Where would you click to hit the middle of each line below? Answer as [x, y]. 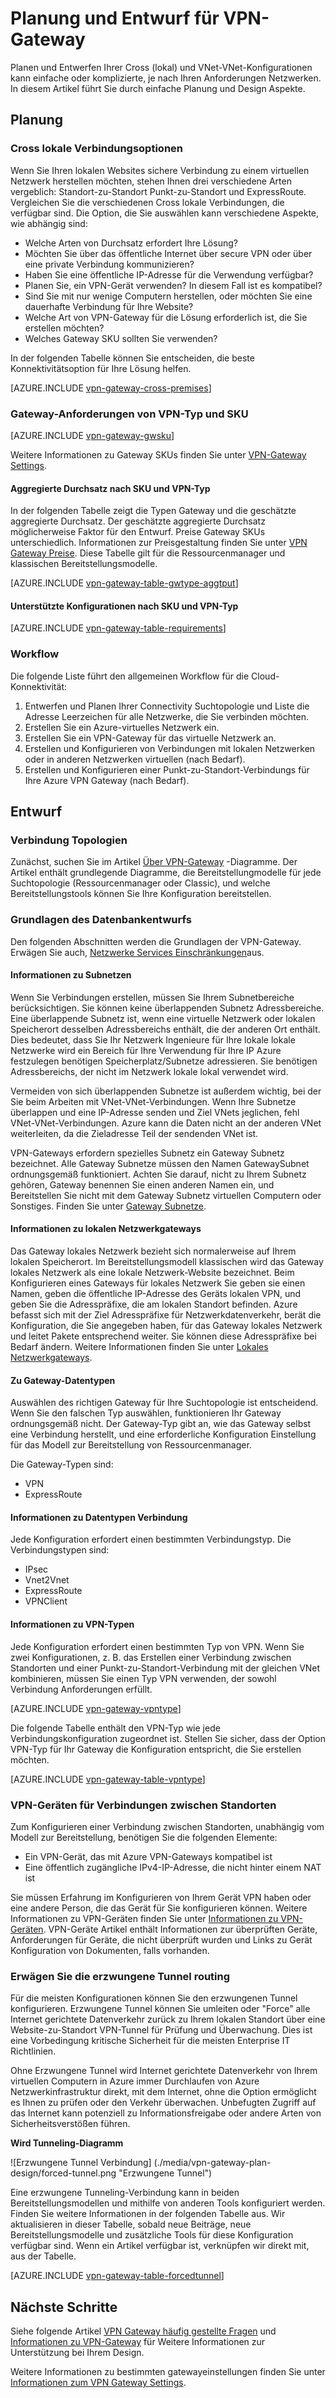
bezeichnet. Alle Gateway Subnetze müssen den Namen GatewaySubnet [160, 1163]
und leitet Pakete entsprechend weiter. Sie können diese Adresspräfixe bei [163, 1336]
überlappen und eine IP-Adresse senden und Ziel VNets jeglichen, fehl [155, 1112]
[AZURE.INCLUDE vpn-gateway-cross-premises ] [111, 388]
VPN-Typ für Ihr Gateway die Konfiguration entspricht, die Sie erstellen [156, 1749]
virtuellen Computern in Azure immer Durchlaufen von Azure [135, 2081]
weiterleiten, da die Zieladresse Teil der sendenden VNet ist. [134, 1133]
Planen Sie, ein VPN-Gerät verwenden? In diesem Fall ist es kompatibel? [173, 285]
